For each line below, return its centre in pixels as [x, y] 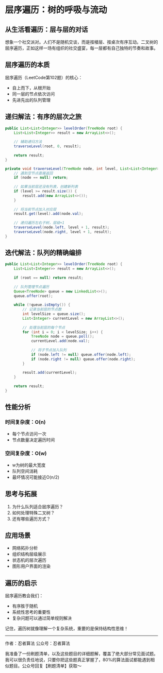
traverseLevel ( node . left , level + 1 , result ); [62, 227]
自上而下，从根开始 [31, 87]
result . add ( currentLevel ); [50, 373]
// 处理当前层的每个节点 [44, 328]
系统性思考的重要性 [31, 612]
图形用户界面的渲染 [31, 566]
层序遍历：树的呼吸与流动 [56, 10]
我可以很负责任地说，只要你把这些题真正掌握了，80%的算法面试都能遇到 [78, 660]
